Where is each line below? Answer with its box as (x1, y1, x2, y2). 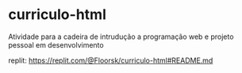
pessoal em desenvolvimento (8, 40, 105, 49)
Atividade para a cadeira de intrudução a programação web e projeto (8, 32, 234, 41)
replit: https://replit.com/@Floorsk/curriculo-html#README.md (8, 56, 213, 65)
